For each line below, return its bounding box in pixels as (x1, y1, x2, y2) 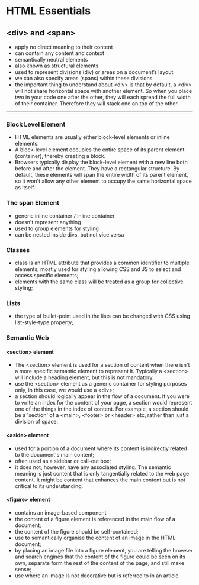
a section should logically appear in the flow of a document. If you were (14, 393, 190, 400)
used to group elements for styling (14, 225, 99, 232)
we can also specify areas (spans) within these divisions (14, 75, 153, 82)
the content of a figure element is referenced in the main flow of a (14, 515, 176, 522)
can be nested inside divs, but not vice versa (14, 231, 124, 238)
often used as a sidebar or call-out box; (14, 457, 111, 464)
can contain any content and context (14, 50, 105, 57)
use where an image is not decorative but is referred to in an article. (14, 572, 181, 579)
